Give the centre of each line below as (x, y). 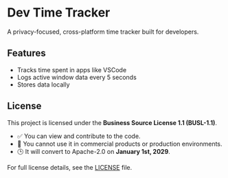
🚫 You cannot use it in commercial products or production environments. (119, 144)
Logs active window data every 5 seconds (77, 77)
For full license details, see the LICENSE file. (70, 167)
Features (26, 53)
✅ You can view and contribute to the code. (79, 136)
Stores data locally (43, 85)
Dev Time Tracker (59, 13)
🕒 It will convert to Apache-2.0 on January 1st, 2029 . (93, 151)
